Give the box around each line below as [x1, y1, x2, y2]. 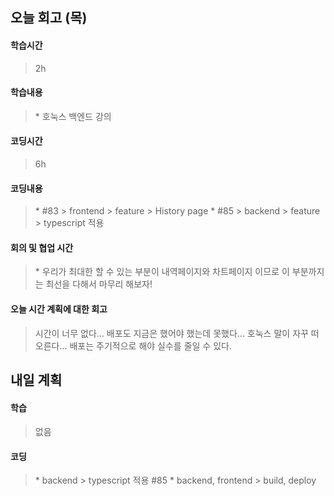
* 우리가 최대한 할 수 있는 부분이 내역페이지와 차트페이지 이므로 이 [34, 266, 290, 278]
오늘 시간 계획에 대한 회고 [10, 303, 108, 315]
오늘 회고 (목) [10, 9, 88, 27]
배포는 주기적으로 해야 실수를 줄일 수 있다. [69, 339, 232, 352]
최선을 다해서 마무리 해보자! [45, 278, 153, 290]
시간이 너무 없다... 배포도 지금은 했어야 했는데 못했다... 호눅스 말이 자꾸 [34, 327, 309, 339]
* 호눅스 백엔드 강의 [34, 110, 112, 122]
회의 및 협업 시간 [10, 241, 74, 253]
